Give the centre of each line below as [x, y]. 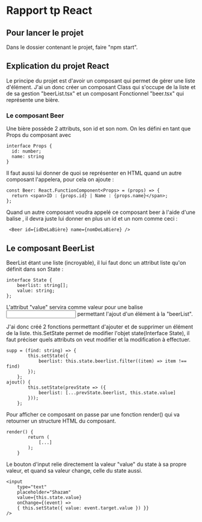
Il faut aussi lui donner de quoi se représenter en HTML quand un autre [94, 173]
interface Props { [29, 146]
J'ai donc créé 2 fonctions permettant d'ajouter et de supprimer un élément [100, 327]
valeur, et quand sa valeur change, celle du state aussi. [74, 470]
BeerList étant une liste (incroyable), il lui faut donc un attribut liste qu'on [96, 262]
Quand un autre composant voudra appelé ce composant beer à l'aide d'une [101, 212]
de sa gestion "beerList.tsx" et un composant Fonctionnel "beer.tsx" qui [95, 93]
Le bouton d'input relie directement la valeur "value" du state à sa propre [96, 464]
